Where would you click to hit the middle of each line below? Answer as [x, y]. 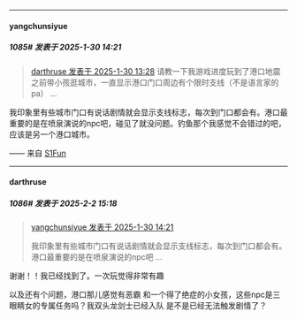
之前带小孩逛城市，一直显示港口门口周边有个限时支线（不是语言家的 [155, 82]
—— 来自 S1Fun [38, 153]
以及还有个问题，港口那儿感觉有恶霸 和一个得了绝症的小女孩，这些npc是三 [145, 295]
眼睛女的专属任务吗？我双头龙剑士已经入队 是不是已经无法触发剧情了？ [138, 306]
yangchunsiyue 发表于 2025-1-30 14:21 [102, 227]
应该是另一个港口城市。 [52, 134]
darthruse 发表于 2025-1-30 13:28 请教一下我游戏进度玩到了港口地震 [156, 71]
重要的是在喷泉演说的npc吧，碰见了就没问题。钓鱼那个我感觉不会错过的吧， [148, 123]
